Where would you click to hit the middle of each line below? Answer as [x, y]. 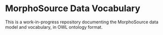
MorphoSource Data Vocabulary [73, 9]
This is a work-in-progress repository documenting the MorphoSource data [82, 22]
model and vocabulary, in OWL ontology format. [54, 27]
